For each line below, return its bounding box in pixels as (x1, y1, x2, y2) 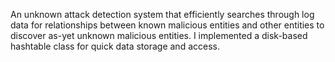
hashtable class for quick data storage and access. (10, 40, 220, 52)
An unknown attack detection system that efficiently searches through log (10, 9, 315, 20)
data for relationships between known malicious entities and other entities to (10, 19, 325, 31)
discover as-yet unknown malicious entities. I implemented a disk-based (10, 30, 308, 41)
